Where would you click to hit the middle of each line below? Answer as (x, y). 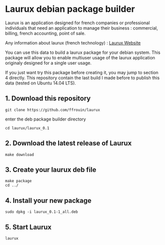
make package (18, 181)
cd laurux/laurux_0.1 (27, 128)
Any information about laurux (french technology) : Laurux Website (73, 42)
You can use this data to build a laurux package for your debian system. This (83, 52)
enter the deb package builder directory (46, 119)
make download (20, 155)
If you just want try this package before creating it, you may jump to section (82, 72)
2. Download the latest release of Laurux (68, 143)
